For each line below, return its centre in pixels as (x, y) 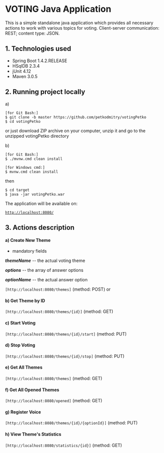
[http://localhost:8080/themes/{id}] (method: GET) (59, 311)
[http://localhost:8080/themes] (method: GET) (54, 378)
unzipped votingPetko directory (37, 136)
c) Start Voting (20, 323)
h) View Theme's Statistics (33, 434)
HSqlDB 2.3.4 (26, 66)
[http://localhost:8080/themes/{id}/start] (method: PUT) (66, 334)
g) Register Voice (23, 412)
